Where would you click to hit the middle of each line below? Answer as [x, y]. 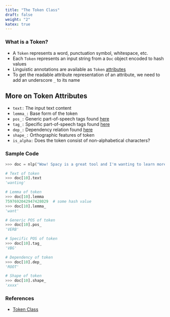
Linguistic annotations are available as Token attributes [69, 69]
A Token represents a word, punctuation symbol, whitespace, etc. [80, 53]
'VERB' [12, 230]
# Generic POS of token [30, 220]
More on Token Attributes [46, 96]
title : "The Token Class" [32, 10]
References [20, 298]
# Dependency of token [29, 257]
